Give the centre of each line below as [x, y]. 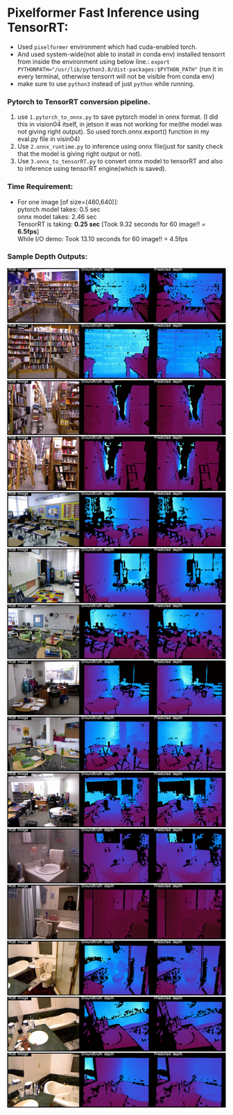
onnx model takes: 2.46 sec [57, 216]
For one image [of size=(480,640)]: [68, 202]
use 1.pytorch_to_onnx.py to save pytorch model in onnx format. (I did [118, 117]
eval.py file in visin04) [49, 139]
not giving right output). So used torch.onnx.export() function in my [113, 132]
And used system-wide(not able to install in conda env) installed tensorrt [121, 54]
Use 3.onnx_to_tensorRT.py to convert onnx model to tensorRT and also [120, 161]
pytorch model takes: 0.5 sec [59, 209]
